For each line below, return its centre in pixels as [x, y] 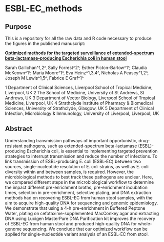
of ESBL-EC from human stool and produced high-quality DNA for [71, 223]
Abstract [19, 129]
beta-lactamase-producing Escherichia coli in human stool [66, 58]
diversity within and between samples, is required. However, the [70, 172]
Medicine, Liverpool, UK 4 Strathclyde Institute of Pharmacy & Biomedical [79, 103]
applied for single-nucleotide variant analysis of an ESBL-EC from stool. [77, 234]
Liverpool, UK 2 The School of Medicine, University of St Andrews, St [75, 93]
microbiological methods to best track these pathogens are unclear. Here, [79, 177]
